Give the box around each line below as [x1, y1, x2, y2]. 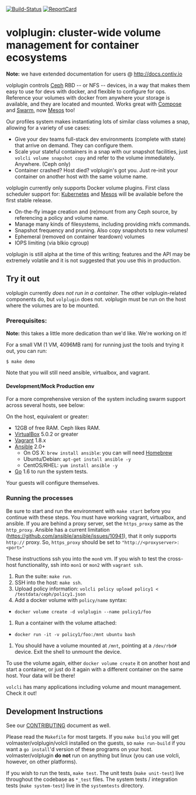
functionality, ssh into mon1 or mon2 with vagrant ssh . [18, 561, 143, 568]
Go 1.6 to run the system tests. [14, 468, 88, 475]
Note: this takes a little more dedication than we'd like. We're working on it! [6, 330, 187, 337]
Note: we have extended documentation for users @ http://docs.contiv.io [6, 70, 183, 77]
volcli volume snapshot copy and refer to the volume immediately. [14, 154, 176, 161]
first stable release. [6, 196, 53, 203]
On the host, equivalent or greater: [6, 413, 90, 420]
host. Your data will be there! [6, 672, 75, 679]
